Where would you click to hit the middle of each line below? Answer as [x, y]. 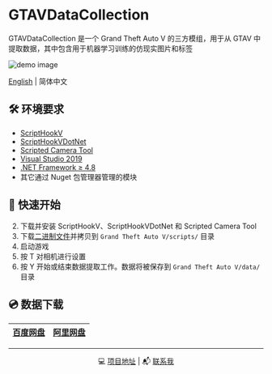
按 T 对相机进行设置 [53, 256]
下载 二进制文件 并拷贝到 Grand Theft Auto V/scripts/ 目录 [117, 236]
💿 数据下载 [36, 304]
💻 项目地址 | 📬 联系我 [136, 361]
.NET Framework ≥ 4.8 [57, 167]
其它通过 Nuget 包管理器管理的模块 [79, 176]
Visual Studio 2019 [51, 159]
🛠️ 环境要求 [36, 110]
